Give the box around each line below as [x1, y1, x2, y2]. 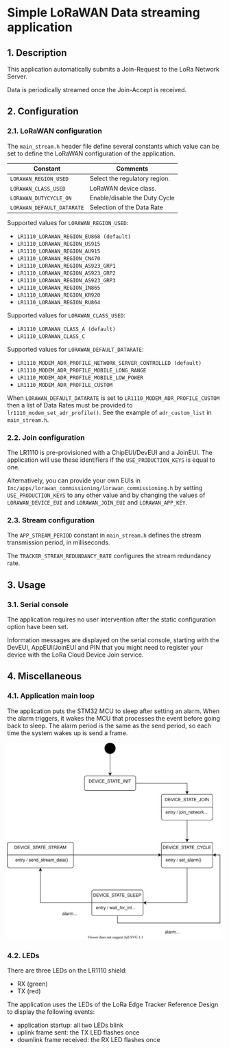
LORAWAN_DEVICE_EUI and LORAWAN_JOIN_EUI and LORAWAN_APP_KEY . [7, 498, 188, 507]
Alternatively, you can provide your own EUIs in [7, 476, 141, 485]
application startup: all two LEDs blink [16, 1021, 123, 1030]
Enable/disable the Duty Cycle [89, 193, 175, 202]
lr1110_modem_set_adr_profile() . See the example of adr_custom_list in [7, 408, 213, 416]
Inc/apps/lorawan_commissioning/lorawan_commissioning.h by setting [7, 483, 203, 491]
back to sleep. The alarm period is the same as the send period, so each [7, 721, 211, 730]
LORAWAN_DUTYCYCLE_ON [10, 195, 72, 202]
